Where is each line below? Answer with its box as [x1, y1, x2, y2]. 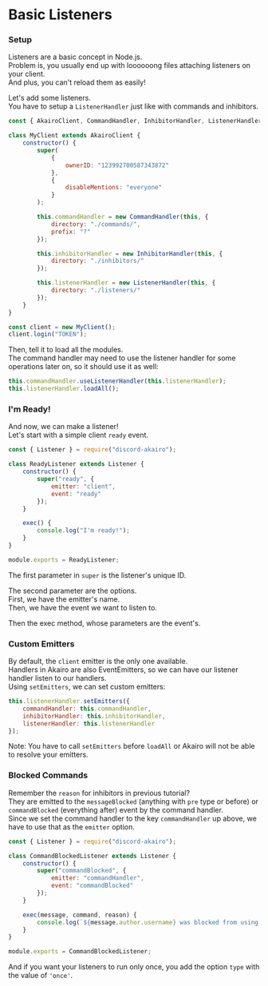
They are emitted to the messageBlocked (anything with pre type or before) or [8, 797, 259, 806]
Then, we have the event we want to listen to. [8, 602, 158, 612]
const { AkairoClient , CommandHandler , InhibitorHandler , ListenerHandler [8, 117, 262, 125]
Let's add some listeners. [8, 93, 92, 103]
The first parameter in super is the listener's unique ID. [8, 570, 187, 580]
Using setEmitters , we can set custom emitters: [8, 682, 166, 692]
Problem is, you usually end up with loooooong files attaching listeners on [8, 61, 251, 70]
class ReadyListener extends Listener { [8, 460, 145, 468]
